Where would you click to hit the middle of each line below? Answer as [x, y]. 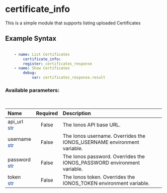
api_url [15, 122]
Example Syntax [31, 39]
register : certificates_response [58, 64]
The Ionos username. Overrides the [104, 136]
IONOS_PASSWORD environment [101, 163]
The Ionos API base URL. [92, 125]
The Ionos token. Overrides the [99, 177]
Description [77, 113]
